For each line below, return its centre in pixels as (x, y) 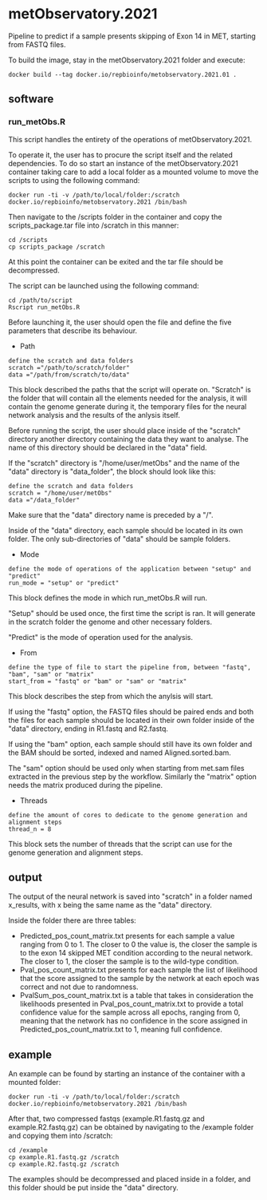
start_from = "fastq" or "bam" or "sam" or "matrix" (98, 681)
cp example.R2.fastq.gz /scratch (64, 1164)
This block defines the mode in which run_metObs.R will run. (108, 598)
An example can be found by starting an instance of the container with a (127, 1074)
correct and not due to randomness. (79, 987)
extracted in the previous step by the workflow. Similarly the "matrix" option (133, 777)
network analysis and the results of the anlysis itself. (94, 415)
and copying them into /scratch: (61, 1136)
